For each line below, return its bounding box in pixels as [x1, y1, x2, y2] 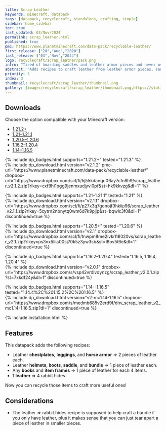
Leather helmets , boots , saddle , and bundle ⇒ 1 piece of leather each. [12, 362, 158, 368]
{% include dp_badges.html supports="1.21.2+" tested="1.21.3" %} [5, 157, 141, 163]
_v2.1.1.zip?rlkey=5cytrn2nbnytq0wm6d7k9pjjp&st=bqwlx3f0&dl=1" [5, 208, 142, 214]
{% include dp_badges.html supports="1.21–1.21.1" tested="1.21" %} [5, 193, 143, 198]
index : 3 [5, 76, 23, 81]
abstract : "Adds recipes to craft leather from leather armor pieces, [5, 67, 154, 72]
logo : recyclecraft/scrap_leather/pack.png [5, 58, 96, 63]
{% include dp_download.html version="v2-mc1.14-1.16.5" [5, 295, 123, 301]
